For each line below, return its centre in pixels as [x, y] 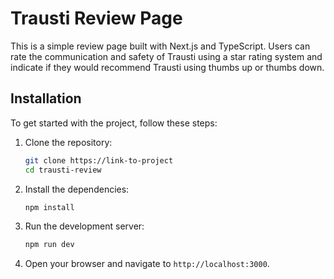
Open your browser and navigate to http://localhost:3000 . [147, 264]
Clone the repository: [68, 142]
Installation [46, 98]
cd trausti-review [63, 170]
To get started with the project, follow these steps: [114, 123]
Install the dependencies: [77, 189]
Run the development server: [84, 226]
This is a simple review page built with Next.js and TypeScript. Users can [160, 46]
